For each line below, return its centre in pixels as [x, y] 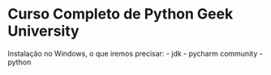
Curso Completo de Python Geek [120, 14]
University [43, 31]
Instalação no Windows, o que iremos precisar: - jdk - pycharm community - [135, 53]
